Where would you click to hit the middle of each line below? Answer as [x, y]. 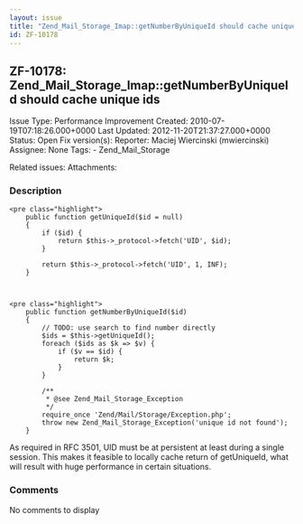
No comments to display [55, 510]
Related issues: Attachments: [63, 167]
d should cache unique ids [85, 99]
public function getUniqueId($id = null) [104, 218]
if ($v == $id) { [90, 352]
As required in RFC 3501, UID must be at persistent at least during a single [147, 447]
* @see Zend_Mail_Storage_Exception [114, 399]
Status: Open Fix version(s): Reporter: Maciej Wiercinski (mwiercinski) [139, 140]
